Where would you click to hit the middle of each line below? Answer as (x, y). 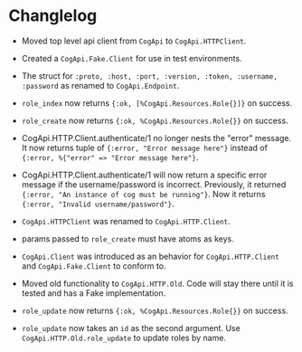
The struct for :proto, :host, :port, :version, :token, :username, (149, 76)
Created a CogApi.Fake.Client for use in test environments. (132, 58)
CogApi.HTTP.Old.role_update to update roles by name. (124, 338)
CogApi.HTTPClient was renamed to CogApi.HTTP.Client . (126, 221)
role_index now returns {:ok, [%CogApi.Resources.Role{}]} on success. (157, 103)
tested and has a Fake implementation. (94, 293)
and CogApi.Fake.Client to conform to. (94, 266)
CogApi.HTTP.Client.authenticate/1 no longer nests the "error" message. (156, 138)
